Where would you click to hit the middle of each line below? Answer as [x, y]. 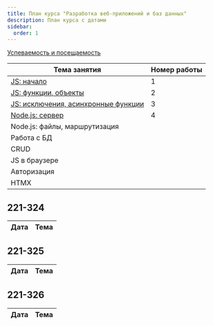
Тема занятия [77, 70]
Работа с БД [31, 138]
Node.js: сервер [37, 115]
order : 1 [26, 33]
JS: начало [29, 82]
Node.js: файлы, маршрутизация [65, 127]
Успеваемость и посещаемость [54, 53]
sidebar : [20, 26]
